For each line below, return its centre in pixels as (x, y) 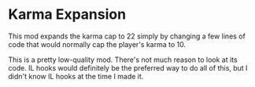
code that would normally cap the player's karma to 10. (97, 44)
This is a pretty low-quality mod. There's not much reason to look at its (123, 60)
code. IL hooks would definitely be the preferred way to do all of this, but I (128, 67)
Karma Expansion (67, 14)
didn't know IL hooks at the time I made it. (76, 76)
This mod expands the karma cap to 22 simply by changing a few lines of (127, 36)
